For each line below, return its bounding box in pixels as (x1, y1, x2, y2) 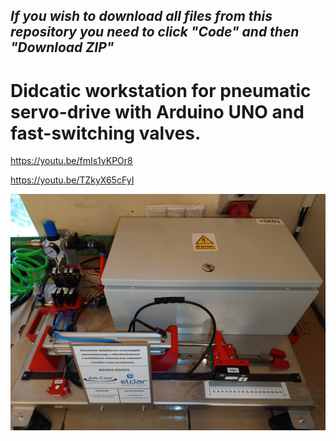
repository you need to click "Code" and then (10, 24, 300, 41)
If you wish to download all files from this (10, 8, 273, 25)
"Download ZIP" (10, 39, 115, 56)
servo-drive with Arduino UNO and (10, 100, 305, 123)
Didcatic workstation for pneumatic (10, 79, 312, 102)
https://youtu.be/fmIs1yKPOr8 (10, 155, 133, 167)
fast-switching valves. (10, 122, 202, 144)
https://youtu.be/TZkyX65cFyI (10, 174, 135, 186)
